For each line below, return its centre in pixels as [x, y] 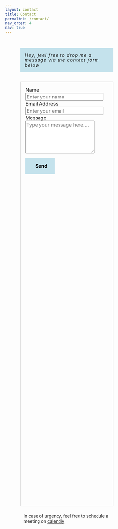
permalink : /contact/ [27, 19]
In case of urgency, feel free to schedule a [66, 516]
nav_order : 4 [18, 23]
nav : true [15, 28]
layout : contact [22, 10]
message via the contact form [62, 60]
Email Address [42, 104]
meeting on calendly [44, 521]
